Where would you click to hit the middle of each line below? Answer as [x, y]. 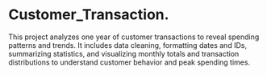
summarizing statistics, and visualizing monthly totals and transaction [124, 53]
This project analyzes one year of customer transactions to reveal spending [134, 37]
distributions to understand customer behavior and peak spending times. [129, 62]
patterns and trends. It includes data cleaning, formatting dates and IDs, [128, 45]
